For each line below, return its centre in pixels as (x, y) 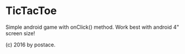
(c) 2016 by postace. (30, 45)
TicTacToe (31, 11)
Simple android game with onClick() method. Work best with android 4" (92, 27)
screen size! (20, 33)
